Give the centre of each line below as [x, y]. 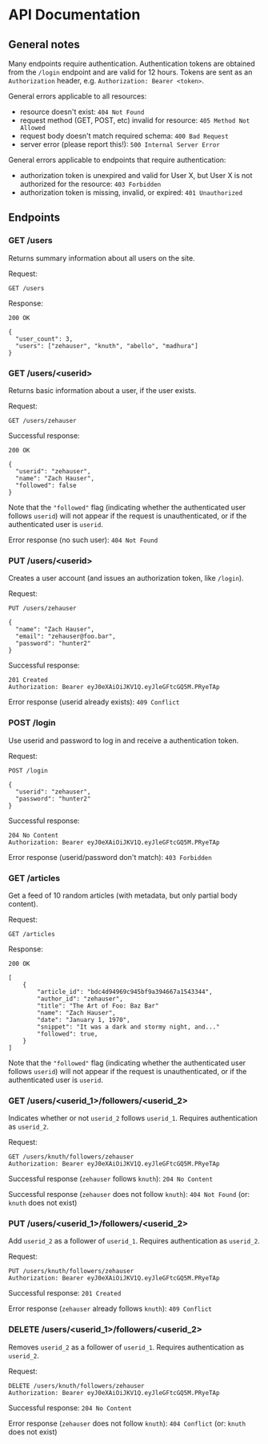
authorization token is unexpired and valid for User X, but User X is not [136, 175]
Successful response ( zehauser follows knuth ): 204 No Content [111, 1179]
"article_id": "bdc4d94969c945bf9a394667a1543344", [125, 992]
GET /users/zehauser [43, 420]
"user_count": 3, [44, 339]
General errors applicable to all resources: [78, 96]
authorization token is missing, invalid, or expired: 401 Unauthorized [131, 193]
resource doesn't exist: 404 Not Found [82, 112]
